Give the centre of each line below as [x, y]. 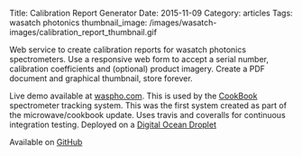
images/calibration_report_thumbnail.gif [83, 32]
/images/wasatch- [183, 23]
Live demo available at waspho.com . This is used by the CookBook [133, 96]
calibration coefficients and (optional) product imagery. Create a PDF [137, 69]
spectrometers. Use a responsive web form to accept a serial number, [139, 59]
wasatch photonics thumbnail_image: [78, 23]
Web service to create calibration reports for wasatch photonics [128, 50]
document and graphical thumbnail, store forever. [101, 78]
